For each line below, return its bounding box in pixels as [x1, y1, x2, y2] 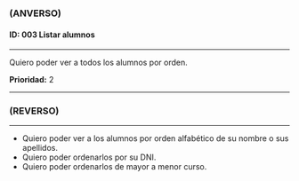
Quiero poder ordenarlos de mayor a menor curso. [21, 161, 207, 172]
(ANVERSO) [9, 7, 62, 20]
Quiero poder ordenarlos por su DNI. [21, 152, 157, 162]
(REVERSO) [9, 105, 60, 117]
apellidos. [21, 143, 58, 153]
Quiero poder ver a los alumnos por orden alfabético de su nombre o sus [21, 133, 289, 144]
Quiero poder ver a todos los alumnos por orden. [9, 57, 189, 68]
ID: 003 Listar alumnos [9, 29, 95, 40]
